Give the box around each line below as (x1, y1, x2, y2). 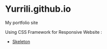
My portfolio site (5, 20, 38, 25)
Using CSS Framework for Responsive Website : (5, 29, 102, 35)
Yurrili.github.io (5, 3, 71, 15)
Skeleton (12, 38, 30, 45)
